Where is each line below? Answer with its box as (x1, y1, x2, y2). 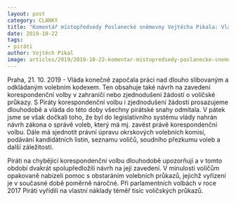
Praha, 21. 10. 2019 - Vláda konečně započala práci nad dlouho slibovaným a (7, 75, 229, 84)
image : (7, 56, 27, 63)
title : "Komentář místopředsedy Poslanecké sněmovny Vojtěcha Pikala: (7, 23, 218, 30)
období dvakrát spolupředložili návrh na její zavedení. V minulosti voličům (7, 163, 220, 172)
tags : (7, 37, 23, 44)
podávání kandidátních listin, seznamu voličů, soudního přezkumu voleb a (7, 135, 221, 144)
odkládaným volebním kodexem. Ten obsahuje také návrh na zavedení (7, 82, 211, 91)
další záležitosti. (7, 142, 54, 151)
